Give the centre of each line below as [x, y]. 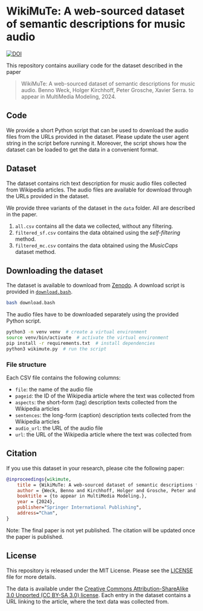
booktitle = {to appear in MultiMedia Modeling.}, [82, 496]
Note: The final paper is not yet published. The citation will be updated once [101, 530]
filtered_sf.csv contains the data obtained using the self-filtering [98, 232]
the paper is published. [35, 536]
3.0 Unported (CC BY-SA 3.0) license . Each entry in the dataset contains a [99, 595]
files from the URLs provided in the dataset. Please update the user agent [98, 136]
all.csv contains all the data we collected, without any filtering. [94, 226]
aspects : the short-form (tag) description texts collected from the [96, 402]
